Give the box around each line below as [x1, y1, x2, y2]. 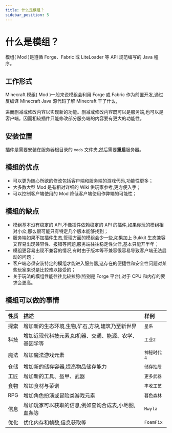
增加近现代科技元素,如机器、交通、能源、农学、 [23, 332, 138, 339]
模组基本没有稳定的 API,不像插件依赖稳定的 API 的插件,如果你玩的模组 [12, 222, 160, 228]
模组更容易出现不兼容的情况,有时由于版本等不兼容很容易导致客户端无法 [12, 247, 162, 254]
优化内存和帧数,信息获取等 [23, 419, 87, 426]
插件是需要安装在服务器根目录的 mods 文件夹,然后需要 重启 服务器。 [5, 147, 144, 153]
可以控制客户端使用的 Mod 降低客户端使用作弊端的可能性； [12, 190, 137, 196]
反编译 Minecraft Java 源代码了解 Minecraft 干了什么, [5, 98, 117, 104]
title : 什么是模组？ [5, 7, 45, 13]
